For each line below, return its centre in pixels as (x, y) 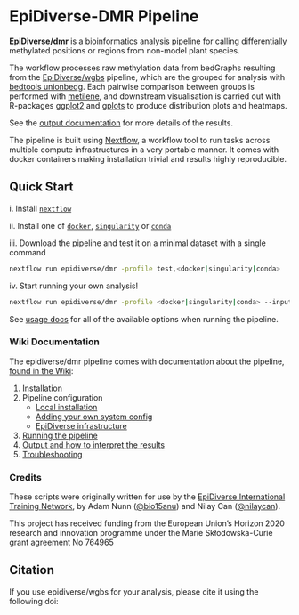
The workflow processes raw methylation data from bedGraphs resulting (142, 68)
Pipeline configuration (62, 397)
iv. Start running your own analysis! (74, 286)
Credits (25, 477)
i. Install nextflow (40, 208)
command (28, 252)
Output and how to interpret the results (93, 445)
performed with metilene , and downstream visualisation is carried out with (145, 96)
